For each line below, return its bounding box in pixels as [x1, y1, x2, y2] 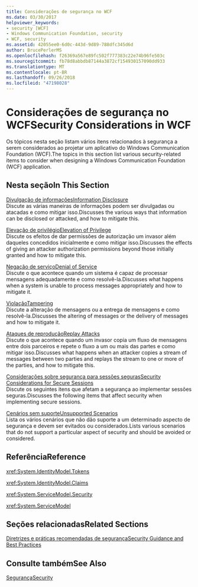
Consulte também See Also [6, 558, 107, 569]
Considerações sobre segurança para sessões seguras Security [6, 373, 161, 380]
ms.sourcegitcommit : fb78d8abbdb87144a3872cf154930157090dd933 [6, 58, 165, 64]
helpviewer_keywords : [6, 20, 60, 25]
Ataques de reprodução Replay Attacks [6, 330, 100, 337]
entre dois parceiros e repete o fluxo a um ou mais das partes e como [6, 342, 176, 349]
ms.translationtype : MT [6, 63, 65, 70]
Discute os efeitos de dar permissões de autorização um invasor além [6, 232, 176, 240]
